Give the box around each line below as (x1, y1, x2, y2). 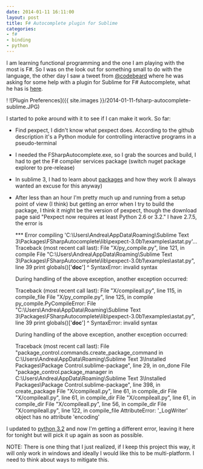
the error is (15, 219, 43, 227)
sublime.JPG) (6, 103, 40, 110)
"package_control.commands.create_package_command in (15, 349, 164, 356)
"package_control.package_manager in (15, 368, 113, 375)
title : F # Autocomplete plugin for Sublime (6, 20, 118, 26)
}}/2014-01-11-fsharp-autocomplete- (99, 96, 191, 103)
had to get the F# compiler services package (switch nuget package (15, 157, 186, 165)
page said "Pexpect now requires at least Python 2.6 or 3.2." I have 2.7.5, (15, 213, 197, 220)
